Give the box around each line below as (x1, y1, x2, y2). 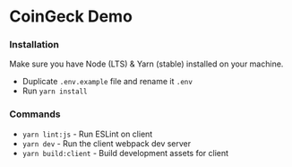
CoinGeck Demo (9, 6, 133, 27)
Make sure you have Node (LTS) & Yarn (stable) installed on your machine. (9, 58, 284, 69)
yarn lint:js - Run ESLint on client (21, 128, 153, 139)
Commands (9, 108, 61, 120)
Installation (9, 39, 60, 51)
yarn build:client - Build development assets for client (21, 147, 229, 158)
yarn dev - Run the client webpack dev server (21, 137, 192, 149)
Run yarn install (21, 85, 88, 96)
